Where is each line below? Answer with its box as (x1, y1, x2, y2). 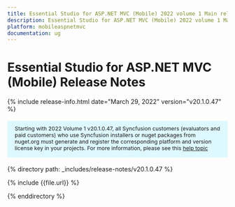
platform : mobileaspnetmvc (7, 23, 86, 30)
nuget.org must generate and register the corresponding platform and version (15, 137, 212, 145)
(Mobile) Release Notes (7, 75, 145, 91)
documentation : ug (7, 29, 61, 37)
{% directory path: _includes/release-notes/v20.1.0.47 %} (7, 165, 173, 174)
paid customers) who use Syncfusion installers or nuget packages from (15, 131, 196, 139)
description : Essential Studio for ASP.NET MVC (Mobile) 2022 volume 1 (7, 17, 220, 24)
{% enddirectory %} (7, 192, 65, 201)
